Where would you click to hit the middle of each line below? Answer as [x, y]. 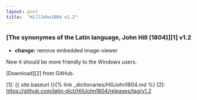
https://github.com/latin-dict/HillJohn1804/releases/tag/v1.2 [79, 91]
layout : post [22, 11]
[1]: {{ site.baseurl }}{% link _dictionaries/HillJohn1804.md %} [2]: [86, 84]
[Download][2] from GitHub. [40, 73]
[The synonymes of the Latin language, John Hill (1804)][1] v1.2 [99, 38]
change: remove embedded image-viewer [66, 50]
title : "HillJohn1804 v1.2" [42, 17]
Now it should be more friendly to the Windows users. [72, 62]
